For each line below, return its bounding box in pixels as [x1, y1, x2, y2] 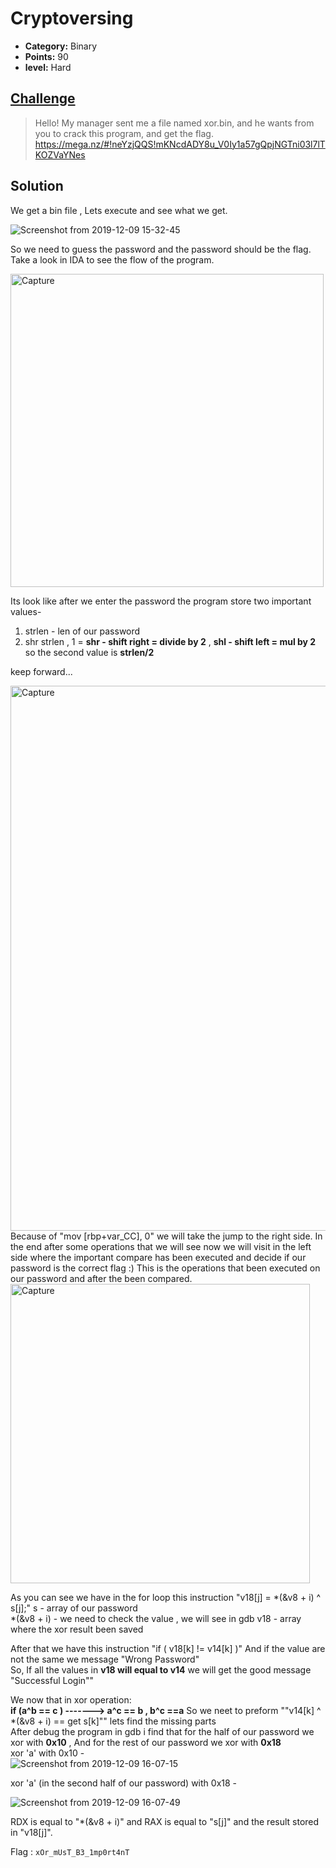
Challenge [10, 90, 76, 107]
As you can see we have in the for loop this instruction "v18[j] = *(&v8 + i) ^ [10, 1591, 322, 1603]
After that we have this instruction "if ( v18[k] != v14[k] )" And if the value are [10, 1642, 326, 1654]
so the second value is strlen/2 [24, 646, 155, 658]
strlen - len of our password [24, 625, 141, 637]
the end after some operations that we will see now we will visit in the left [10, 1240, 312, 1252]
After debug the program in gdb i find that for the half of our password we [10, 1725, 315, 1737]
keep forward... [10, 665, 73, 677]
